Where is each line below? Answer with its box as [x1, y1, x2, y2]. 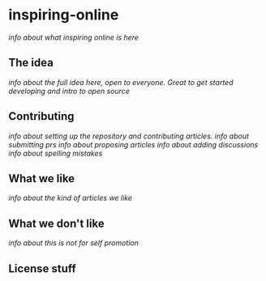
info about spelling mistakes [8, 148, 103, 158]
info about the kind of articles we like [8, 193, 132, 203]
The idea [8, 56, 54, 70]
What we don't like [8, 216, 105, 230]
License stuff [8, 262, 77, 275]
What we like [8, 172, 75, 185]
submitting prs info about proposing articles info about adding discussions [8, 139, 259, 149]
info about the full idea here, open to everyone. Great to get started [8, 77, 234, 87]
